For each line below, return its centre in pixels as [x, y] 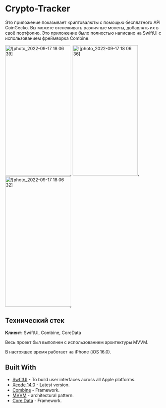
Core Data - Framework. [37, 401]
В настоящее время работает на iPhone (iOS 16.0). [58, 352]
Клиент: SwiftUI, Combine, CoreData [43, 333]
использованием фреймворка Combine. [48, 38]
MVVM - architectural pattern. [43, 395]
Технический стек [35, 321]
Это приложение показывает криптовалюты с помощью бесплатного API [83, 22]
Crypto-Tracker [38, 9]
